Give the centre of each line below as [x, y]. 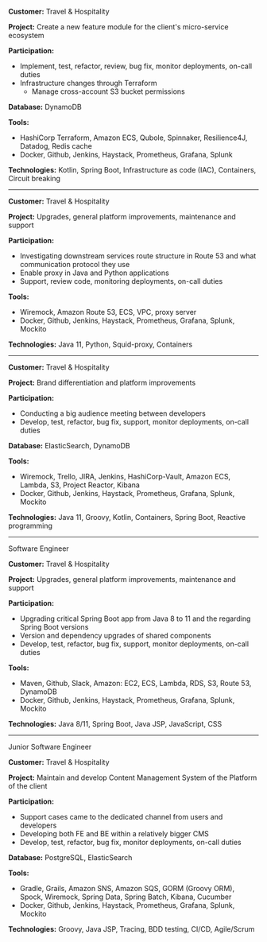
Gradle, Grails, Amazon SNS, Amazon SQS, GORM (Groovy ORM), [127, 888]
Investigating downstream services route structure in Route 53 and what [138, 256]
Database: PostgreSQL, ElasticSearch [70, 857]
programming [31, 525]
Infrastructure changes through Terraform [88, 83]
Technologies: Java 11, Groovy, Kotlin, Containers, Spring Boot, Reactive [127, 517]
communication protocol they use [75, 264]
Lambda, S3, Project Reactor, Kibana [80, 485]
